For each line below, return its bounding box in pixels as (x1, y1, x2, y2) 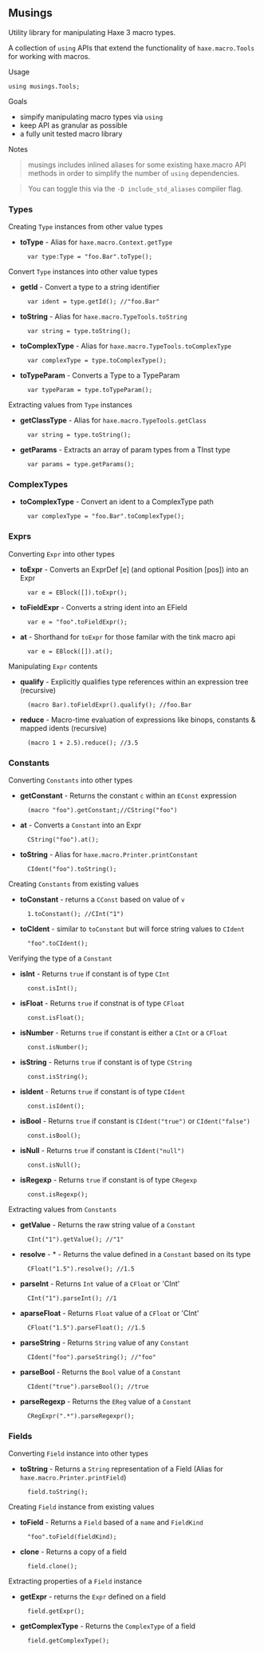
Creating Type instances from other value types (8, 222, 164, 232)
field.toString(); (27, 1488, 89, 1496)
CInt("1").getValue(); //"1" (27, 1235, 124, 1243)
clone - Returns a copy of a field (19, 1547, 128, 1556)
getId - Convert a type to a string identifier (19, 283, 160, 292)
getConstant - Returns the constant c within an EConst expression (19, 791, 237, 800)
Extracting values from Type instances (8, 400, 133, 410)
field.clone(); (27, 1563, 78, 1571)
